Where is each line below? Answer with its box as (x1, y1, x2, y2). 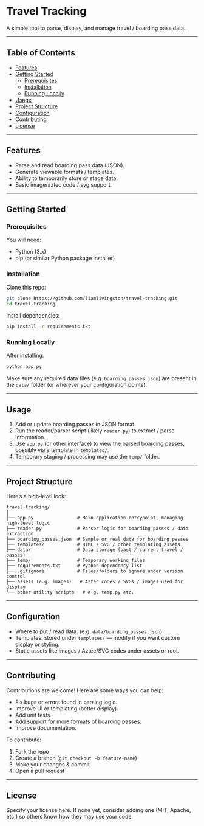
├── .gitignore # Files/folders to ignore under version (6, 567, 183, 574)
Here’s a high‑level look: (6, 492, 66, 499)
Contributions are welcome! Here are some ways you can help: (6, 686, 164, 694)
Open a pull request (15, 767, 65, 774)
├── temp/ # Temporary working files (6, 557, 146, 563)
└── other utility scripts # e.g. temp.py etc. (6, 589, 135, 595)
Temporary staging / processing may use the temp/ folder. (15, 453, 160, 460)
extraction (6, 530, 34, 536)
